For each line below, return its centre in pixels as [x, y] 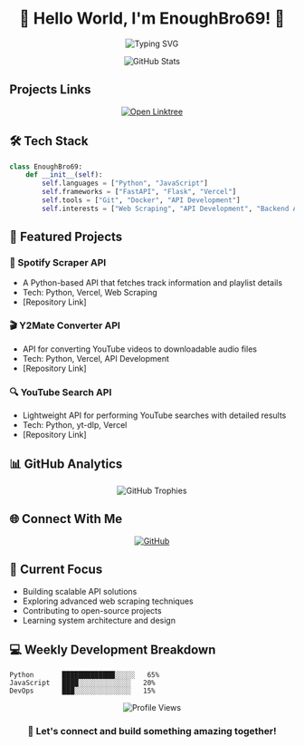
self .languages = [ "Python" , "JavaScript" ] [125, 184]
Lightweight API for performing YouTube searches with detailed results [154, 415]
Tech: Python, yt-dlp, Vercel [75, 425]
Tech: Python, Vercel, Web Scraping [90, 292]
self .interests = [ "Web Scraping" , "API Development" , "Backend [166, 208]
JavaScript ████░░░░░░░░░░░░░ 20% [82, 683]
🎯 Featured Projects [66, 237]
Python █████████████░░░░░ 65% [85, 675]
